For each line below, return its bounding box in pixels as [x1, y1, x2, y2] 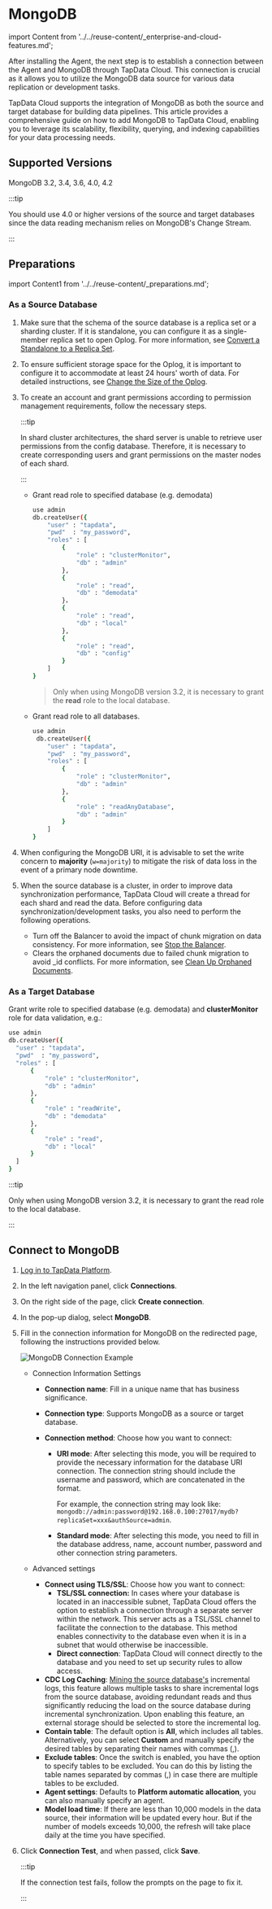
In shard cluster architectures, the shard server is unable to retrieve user [19, 432, 262, 442]
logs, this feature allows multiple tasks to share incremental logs [44, 1683, 259, 1693]
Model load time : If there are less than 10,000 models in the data [44, 1804, 261, 1814]
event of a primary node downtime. [19, 865, 138, 875]
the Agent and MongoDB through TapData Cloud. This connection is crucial [8, 64, 261, 74]
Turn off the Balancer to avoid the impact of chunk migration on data [32, 931, 262, 941]
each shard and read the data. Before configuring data [19, 898, 203, 908]
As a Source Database [8, 299, 97, 310]
